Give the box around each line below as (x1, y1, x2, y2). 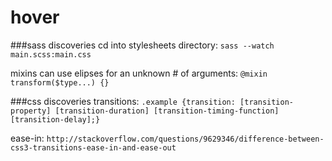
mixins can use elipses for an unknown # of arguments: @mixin (10, 67, 268, 79)
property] (10, 106, 52, 116)
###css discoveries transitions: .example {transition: (10, 95, 236, 107)
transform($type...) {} (10, 77, 110, 88)
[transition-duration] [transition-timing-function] (54, 106, 280, 116)
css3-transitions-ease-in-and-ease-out (10, 142, 177, 153)
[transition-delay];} (10, 114, 101, 125)
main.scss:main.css (10, 49, 92, 60)
